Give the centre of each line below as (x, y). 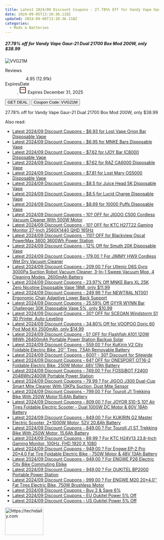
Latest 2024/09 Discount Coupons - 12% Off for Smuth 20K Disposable (84, 246)
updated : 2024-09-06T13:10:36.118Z (41, 19)
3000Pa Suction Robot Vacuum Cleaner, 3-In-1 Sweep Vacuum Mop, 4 (83, 272)
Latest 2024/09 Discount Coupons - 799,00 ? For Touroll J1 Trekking (81, 392)
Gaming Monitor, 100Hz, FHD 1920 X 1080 (54, 444)
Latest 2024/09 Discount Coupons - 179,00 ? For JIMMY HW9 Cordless (84, 256)
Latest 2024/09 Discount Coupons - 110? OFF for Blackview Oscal (79, 235)
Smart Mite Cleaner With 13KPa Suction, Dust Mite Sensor (70, 386)
